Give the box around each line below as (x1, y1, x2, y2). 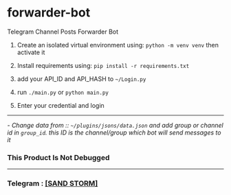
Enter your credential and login (16, 101, 104, 109)
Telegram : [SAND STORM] (7, 179, 98, 188)
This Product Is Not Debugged (7, 152, 110, 162)
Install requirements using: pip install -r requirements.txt (16, 61, 190, 69)
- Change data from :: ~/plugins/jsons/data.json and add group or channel (7, 121, 223, 129)
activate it (16, 48, 45, 56)
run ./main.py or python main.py (16, 88, 109, 96)
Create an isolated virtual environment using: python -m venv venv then (16, 41, 219, 49)
